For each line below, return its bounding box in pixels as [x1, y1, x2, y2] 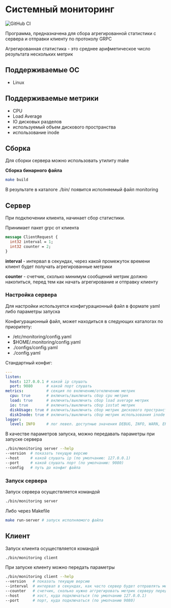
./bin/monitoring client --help [5, 574, 74, 579]
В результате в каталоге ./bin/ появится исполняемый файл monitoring [5, 187, 159, 193]
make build [5, 177, 28, 182]
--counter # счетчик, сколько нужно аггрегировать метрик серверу [5, 589, 154, 594]
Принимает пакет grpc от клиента [5, 225, 79, 231]
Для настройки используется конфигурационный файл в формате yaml [5, 303, 160, 309]
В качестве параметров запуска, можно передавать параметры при [5, 431, 155, 437]
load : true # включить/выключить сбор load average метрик [10, 398, 149, 403]
